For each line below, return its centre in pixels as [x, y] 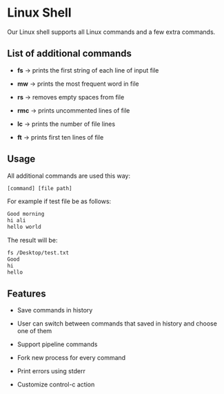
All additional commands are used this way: [69, 176]
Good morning [26, 214]
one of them [34, 331]
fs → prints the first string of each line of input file [88, 70]
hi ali [17, 221]
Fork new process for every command [71, 358]
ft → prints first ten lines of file [60, 137]
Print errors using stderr [51, 371]
